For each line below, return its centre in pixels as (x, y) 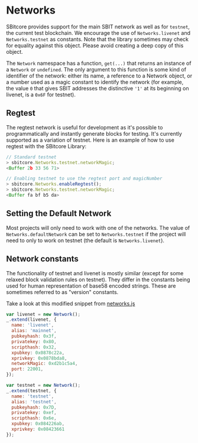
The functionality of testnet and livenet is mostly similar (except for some (95, 273)
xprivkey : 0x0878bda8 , (39, 358)
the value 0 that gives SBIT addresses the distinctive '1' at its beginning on (98, 88)
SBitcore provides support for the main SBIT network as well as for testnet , (98, 27)
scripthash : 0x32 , (34, 347)
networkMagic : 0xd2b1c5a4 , (45, 364)
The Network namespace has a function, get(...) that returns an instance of (99, 63)
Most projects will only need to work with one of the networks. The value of (98, 227)
